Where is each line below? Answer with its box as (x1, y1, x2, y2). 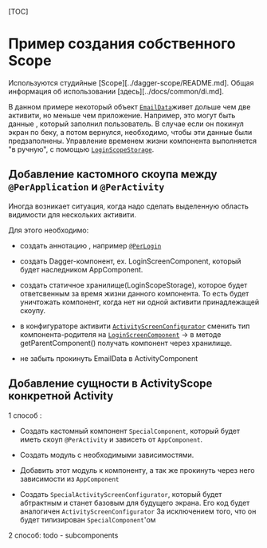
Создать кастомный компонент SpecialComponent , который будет (19, 426, 241, 435)
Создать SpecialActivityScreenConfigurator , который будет (19, 489, 222, 498)
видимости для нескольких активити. (8, 209, 137, 219)
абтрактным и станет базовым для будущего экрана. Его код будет (19, 498, 250, 507)
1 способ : (8, 411, 42, 420)
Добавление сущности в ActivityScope (8, 377, 213, 391)
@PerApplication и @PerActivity (8, 180, 165, 194)
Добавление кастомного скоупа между (8, 168, 218, 181)
